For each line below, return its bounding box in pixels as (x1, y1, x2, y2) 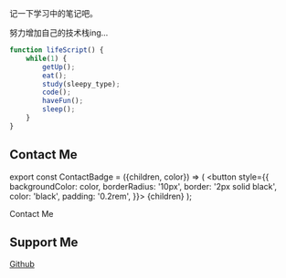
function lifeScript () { (9, 46, 104, 55)
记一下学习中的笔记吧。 (9, 8, 98, 18)
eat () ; (42, 71, 68, 80)
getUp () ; (42, 62, 76, 71)
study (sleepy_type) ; (42, 79, 121, 88)
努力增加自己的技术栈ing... (9, 27, 109, 38)
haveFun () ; (42, 97, 84, 106)
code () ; (42, 88, 71, 98)
